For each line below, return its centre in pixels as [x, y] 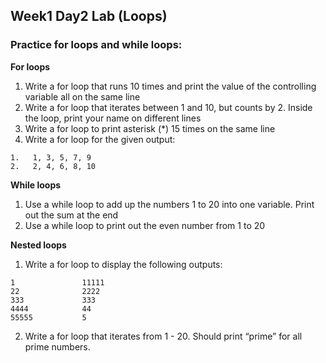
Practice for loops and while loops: [96, 45]
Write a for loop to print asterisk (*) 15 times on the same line [150, 128]
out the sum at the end [71, 215]
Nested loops [38, 245]
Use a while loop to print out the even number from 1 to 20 [145, 225]
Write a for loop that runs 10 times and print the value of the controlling [170, 86]
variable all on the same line [82, 96]
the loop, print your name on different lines [113, 118]
